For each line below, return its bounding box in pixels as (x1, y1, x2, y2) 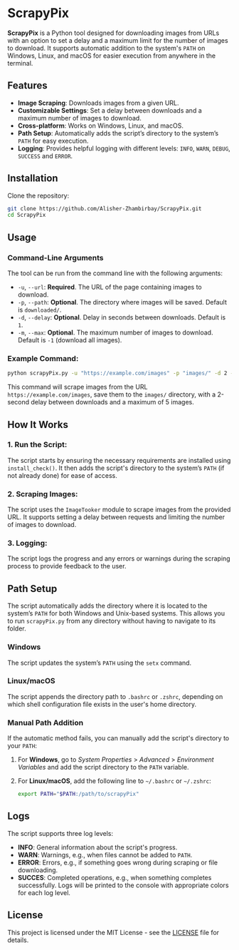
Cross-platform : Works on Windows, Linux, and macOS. (17, 121, 184, 130)
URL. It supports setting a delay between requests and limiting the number (7, 513, 225, 521)
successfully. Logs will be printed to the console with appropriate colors (17, 881, 229, 889)
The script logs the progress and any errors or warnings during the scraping (7, 554, 230, 563)
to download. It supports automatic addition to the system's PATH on (7, 44, 206, 52)
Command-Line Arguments (7, 252, 105, 262)
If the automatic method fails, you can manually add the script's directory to (7, 734, 230, 742)
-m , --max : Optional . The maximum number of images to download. (17, 328, 213, 337)
